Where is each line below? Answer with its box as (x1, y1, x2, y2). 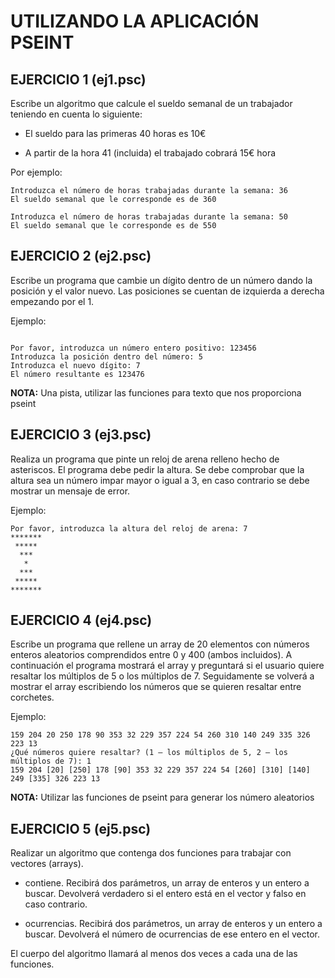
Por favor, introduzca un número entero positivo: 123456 (10, 343, 257, 353)
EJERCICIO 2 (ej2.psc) (10, 248, 152, 265)
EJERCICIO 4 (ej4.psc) (10, 612, 153, 629)
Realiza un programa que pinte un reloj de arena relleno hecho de (10, 453, 280, 465)
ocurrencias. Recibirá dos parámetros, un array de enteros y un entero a (24, 918, 323, 930)
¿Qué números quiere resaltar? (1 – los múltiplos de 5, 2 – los (10, 748, 288, 758)
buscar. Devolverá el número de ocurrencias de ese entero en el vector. (24, 928, 320, 940)
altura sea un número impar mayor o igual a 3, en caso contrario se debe (10, 474, 310, 486)
